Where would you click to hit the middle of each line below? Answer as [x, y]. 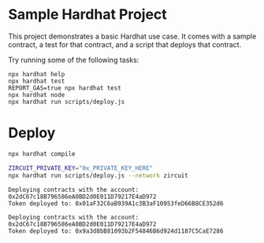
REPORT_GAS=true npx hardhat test [65, 88]
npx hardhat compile [42, 154]
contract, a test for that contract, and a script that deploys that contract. [125, 44]
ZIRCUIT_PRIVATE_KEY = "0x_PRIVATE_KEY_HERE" [81, 168]
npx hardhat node [37, 95]
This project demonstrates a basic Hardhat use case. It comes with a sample [132, 36]
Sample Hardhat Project [87, 15]
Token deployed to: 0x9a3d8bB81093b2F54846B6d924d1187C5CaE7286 [116, 231]
